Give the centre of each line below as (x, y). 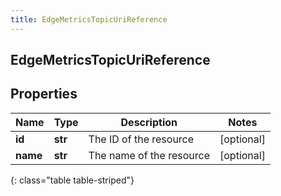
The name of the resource (149, 155)
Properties (44, 94)
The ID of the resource (141, 139)
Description (149, 122)
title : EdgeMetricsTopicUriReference (89, 19)
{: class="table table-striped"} (72, 180)
